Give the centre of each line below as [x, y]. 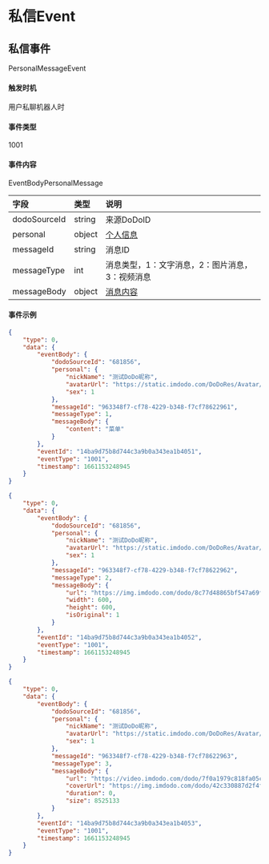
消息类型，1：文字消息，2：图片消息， [179, 264]
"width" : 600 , [89, 600]
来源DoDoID [128, 220]
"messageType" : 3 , [82, 763]
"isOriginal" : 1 [92, 615]
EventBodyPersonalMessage [56, 183]
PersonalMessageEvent [47, 68]
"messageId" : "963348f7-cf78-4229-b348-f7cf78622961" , [145, 407]
